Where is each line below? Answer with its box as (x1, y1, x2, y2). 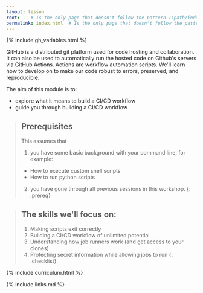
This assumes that (21, 137, 67, 145)
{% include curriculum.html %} (6, 269, 83, 276)
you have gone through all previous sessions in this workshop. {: (30, 185, 191, 193)
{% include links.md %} (6, 281, 65, 288)
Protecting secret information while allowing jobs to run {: (30, 251, 173, 258)
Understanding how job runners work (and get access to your (30, 238, 184, 245)
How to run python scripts (30, 173, 95, 181)
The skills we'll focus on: (21, 209, 117, 219)
